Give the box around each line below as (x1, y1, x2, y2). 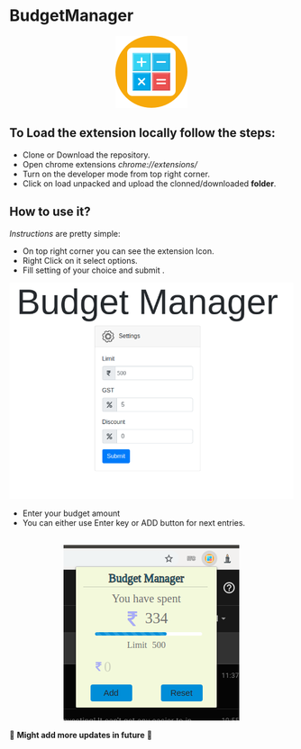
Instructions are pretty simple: (9, 228, 121, 239)
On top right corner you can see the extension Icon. (22, 245, 214, 257)
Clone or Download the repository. (22, 149, 150, 160)
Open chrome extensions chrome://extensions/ (22, 158, 198, 169)
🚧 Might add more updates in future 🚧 (9, 729, 153, 740)
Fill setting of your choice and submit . (22, 265, 165, 275)
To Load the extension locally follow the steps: (9, 125, 277, 140)
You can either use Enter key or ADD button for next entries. (22, 517, 246, 528)
